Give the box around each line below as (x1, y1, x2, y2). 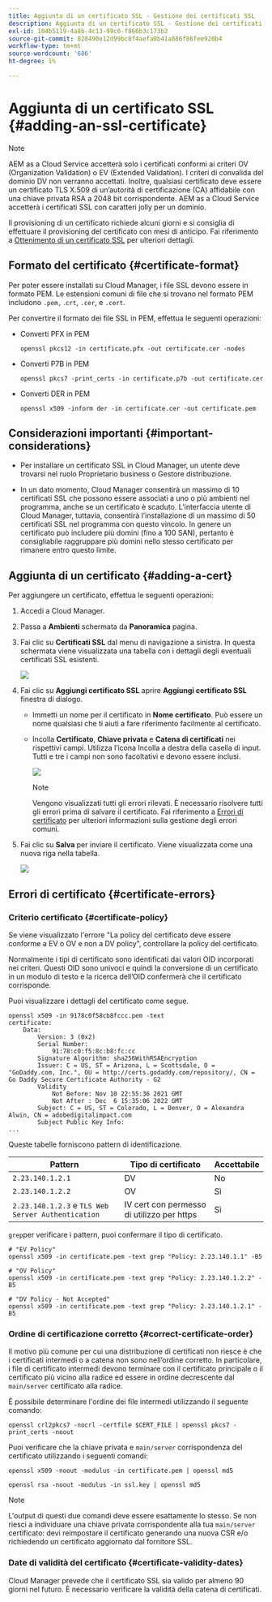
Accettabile (214, 1158, 260, 1169)
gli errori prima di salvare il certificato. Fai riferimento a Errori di (32, 807, 244, 816)
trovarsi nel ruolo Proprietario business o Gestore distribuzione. (19, 469, 232, 479)
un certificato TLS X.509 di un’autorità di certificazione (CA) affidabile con (8, 184, 256, 195)
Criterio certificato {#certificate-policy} (8, 911, 168, 923)
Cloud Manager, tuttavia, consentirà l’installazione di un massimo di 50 (19, 510, 257, 520)
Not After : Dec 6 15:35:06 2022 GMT (51, 1096, 183, 1105)
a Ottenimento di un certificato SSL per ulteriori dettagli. (8, 235, 195, 244)
